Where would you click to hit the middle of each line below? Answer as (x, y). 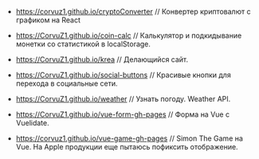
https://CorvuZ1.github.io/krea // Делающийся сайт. (102, 60)
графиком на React (48, 20)
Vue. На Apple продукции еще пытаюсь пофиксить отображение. (127, 147)
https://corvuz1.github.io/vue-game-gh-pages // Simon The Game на (129, 138)
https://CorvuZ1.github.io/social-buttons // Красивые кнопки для (123, 75)
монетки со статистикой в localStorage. (83, 44)
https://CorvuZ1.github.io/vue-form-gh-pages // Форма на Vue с (122, 114)
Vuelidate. (32, 123)
